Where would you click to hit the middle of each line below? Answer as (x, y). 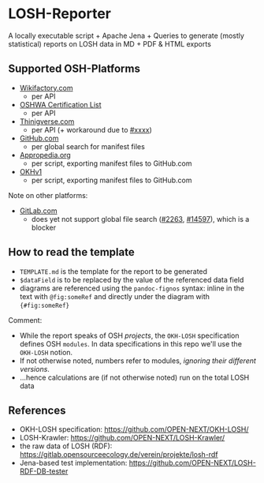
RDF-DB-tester (44, 471)
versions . (34, 369)
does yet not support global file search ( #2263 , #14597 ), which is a (140, 219)
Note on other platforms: (48, 195)
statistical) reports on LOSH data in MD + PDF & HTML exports (110, 43)
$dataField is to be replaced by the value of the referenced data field (132, 279)
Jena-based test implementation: (73, 463)
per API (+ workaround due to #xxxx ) (91, 129)
